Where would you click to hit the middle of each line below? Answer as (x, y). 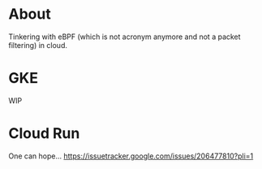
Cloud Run (44, 134)
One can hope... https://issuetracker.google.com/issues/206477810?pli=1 (131, 156)
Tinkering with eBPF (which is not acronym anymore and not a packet (125, 37)
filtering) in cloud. (38, 45)
